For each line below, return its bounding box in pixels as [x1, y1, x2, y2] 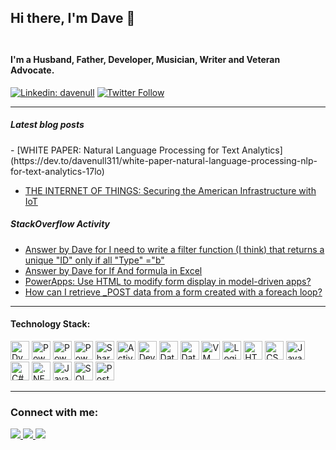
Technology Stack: [10, 318, 91, 330]
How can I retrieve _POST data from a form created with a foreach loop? [24, 286, 323, 298]
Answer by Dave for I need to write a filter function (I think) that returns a [24, 243, 325, 255]
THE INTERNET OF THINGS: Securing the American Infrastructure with [24, 184, 317, 196]
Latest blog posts [10, 119, 85, 131]
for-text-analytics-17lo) [10, 165, 105, 177]
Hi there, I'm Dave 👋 [10, 10, 136, 27]
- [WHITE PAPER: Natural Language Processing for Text [10, 144, 240, 156]
